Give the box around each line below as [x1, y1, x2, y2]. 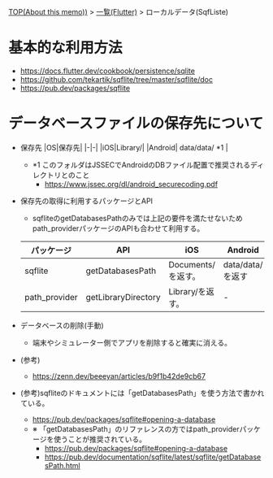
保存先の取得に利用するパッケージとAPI [19, 196, 153, 206]
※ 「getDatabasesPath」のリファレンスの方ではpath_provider [32, 424, 240, 433]
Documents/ [168, 259, 215, 270]
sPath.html [44, 460, 80, 470]
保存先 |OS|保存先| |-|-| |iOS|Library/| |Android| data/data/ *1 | [19, 142, 229, 152]
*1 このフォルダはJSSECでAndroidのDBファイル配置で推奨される [32, 159, 251, 169]
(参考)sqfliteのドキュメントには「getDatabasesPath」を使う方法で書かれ [19, 388, 265, 398]
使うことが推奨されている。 [54, 434, 146, 444]
